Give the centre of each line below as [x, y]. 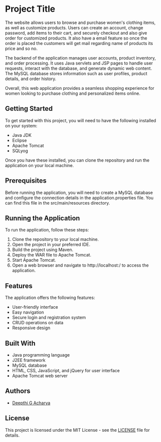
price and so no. [21, 48]
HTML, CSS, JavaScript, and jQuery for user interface [66, 370]
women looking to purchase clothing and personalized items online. [73, 93]
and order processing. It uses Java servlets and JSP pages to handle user [79, 63]
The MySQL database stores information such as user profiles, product [76, 73]
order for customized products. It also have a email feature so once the [76, 38]
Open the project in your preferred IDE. [51, 245]
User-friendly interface [35, 307]
